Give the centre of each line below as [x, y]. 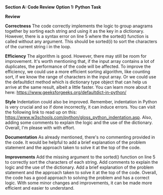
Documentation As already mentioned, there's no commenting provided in [80, 137]
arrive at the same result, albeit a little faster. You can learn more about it [78, 87]
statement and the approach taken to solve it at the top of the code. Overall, [81, 172]
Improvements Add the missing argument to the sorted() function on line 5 [80, 157]
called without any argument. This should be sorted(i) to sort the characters [81, 41]
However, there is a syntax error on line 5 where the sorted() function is [77, 36]
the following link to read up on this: [41, 112]
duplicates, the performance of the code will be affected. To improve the [78, 66]
